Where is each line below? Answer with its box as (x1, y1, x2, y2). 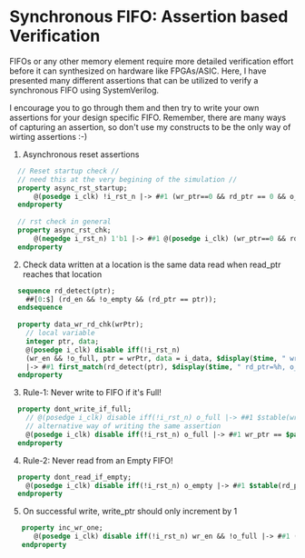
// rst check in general (17, 217, 112, 226)
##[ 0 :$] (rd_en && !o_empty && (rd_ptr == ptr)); (25, 294, 218, 304)
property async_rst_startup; (17, 184, 128, 193)
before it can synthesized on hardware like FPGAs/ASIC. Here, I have (9, 65, 267, 76)
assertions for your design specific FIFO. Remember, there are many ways (9, 112, 287, 123)
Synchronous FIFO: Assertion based (9, 6, 289, 27)
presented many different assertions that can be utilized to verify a (9, 75, 259, 85)
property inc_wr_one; (21, 523, 103, 533)
